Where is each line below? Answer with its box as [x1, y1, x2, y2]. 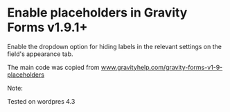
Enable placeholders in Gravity [7, 5, 188, 21]
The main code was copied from [7, 63, 100, 71]
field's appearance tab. [7, 50, 74, 58]
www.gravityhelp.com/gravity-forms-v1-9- [100, 63, 223, 71]
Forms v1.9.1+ [7, 19, 88, 35]
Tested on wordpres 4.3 [7, 97, 76, 105]
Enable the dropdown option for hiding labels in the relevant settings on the [7, 42, 222, 50]
